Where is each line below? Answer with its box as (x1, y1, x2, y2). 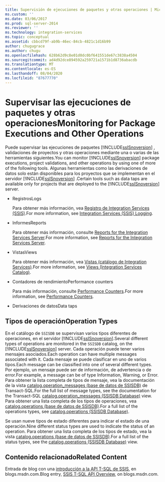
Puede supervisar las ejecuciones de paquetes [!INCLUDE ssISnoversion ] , (5, 144, 155, 150)
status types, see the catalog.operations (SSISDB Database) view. (5, 439, 138, 445)
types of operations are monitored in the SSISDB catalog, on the (5, 341, 133, 347)
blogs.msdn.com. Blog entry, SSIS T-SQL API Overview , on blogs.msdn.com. (5, 471, 159, 477)
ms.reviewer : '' (5, 26, 38, 30)
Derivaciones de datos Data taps (12, 303, 78, 309)
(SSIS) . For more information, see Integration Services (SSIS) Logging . (12, 210, 153, 216)
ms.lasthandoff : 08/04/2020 (5, 71, 63, 76)
